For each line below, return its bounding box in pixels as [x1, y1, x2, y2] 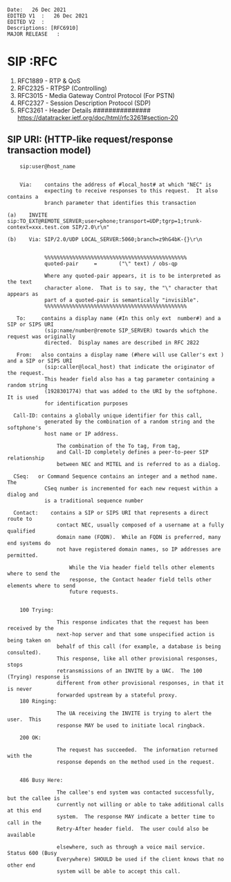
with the [7, 752, 33, 759]
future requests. [68, 588, 119, 595]
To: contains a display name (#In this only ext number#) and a [16, 315, 221, 322]
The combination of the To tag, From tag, [56, 442, 181, 449]
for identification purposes [44, 400, 129, 407]
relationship [7, 454, 45, 462]
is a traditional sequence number [44, 497, 144, 504]
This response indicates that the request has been [56, 619, 209, 626]
